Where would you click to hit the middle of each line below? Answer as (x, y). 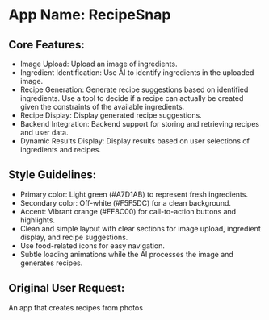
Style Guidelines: (53, 175)
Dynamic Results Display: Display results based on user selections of (135, 141)
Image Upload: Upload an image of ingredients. (99, 64)
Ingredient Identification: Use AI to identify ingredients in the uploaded (137, 73)
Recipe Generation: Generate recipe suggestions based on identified (134, 89)
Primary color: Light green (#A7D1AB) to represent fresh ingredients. (134, 194)
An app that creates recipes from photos (76, 307)
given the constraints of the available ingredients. (102, 107)
